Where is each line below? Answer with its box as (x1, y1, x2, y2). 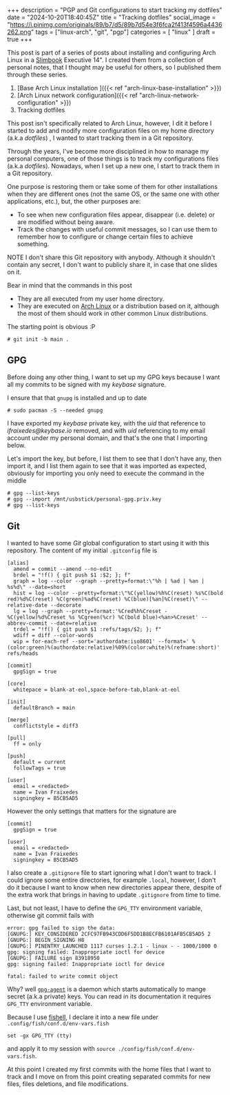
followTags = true (13, 765, 67, 772)
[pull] (7, 734, 26, 741)
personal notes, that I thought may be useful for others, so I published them (7, 63, 222, 71)
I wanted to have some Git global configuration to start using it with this (7, 539, 210, 547)
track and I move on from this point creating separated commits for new (7, 1072, 211, 1081)
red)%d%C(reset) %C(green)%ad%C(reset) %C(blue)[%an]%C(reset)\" (7, 596, 198, 603)
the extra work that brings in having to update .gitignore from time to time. (7, 890, 221, 898)
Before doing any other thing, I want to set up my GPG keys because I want (7, 372, 220, 381)
